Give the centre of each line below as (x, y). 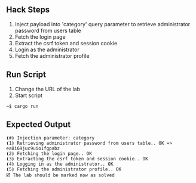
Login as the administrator (47, 49)
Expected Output (39, 125)
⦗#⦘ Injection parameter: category (50, 138)
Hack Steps (28, 10)
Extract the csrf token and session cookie (66, 43)
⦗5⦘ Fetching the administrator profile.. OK (64, 169)
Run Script (26, 75)
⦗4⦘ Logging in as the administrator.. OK (60, 164)
